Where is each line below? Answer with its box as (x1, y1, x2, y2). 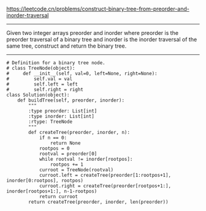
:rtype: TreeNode (28, 119, 72, 125)
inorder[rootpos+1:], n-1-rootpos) (6, 188, 97, 194)
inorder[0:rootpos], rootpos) (6, 177, 84, 183)
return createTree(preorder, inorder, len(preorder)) (28, 199, 169, 205)
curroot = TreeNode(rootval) (39, 167, 114, 173)
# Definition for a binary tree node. (6, 60, 105, 66)
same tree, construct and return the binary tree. (6, 42, 127, 50)
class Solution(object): (6, 92, 70, 98)
